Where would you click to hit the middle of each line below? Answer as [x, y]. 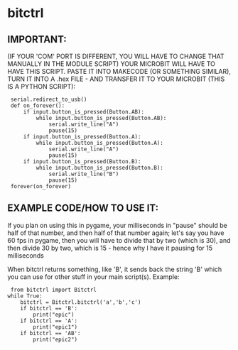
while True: [25, 296]
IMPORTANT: [37, 39]
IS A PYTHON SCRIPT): [42, 86]
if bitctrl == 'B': [49, 308]
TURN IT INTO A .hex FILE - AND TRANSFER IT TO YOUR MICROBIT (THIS [116, 79]
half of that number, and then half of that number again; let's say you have [116, 233]
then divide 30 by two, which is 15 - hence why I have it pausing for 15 [110, 248]
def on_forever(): [38, 106]
